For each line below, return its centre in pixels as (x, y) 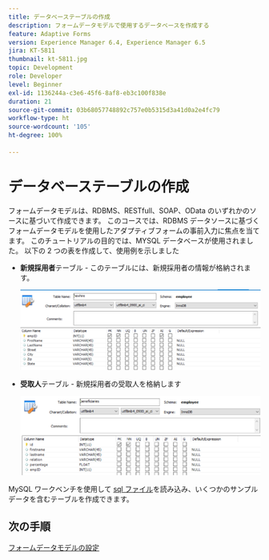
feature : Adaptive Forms (50, 34)
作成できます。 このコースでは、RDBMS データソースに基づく (158, 220)
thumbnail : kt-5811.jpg (48, 59)
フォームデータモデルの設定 (54, 547)
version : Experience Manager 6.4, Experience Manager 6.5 (107, 42)
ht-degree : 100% (35, 135)
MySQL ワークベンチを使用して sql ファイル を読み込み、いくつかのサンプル (133, 489)
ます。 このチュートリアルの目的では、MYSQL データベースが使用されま (127, 240)
